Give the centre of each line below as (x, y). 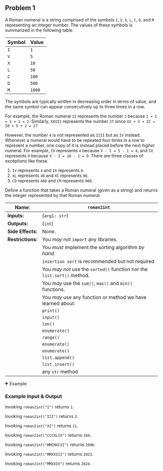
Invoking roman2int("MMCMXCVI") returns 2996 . (50, 445)
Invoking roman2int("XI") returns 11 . (42, 426)
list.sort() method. (66, 275)
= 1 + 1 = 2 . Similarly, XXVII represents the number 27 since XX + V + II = (80, 121)
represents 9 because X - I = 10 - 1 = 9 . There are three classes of (74, 156)
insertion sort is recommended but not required (98, 261)
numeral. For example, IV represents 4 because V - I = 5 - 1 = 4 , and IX (79, 150)
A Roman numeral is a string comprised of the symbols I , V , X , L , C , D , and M (80, 20)
